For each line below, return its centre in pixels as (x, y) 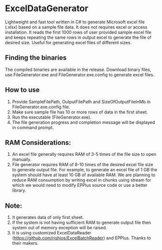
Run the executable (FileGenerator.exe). (52, 117)
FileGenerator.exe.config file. (41, 107)
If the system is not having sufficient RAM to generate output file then (81, 223)
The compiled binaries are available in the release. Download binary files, (78, 69)
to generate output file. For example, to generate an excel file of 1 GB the (85, 170)
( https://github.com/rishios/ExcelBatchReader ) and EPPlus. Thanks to (81, 238)
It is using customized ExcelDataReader (51, 233)
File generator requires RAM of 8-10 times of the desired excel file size (83, 165)
